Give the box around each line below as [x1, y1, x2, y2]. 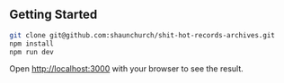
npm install [9, 39, 54, 48]
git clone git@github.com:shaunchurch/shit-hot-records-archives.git [9, 30, 276, 39]
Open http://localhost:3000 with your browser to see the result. [9, 63, 244, 74]
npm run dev [9, 47, 54, 56]
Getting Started [9, 7, 98, 22]
